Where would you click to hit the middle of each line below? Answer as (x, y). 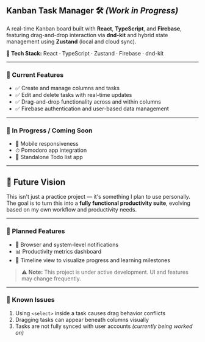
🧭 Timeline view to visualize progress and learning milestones (93, 260)
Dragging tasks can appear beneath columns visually (82, 319)
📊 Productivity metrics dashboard (58, 251)
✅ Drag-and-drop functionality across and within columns (88, 102)
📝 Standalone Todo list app (49, 157)
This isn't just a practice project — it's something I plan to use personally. (99, 197)
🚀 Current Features (35, 74)
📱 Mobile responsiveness (47, 144)
